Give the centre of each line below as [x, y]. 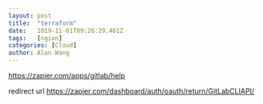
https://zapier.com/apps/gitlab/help [67, 76]
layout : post [30, 16]
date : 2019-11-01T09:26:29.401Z [66, 30]
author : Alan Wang [39, 53]
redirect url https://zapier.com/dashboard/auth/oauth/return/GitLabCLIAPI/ [131, 91]
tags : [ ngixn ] [35, 38]
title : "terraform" [43, 23]
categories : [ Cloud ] [43, 46]
